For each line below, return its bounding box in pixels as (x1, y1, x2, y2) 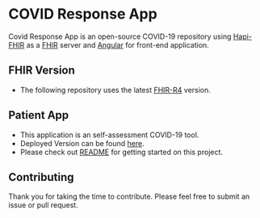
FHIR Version (8, 64, 75, 78)
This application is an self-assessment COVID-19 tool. (19, 130, 199, 140)
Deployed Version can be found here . (19, 138, 145, 148)
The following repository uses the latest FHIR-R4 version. (19, 85, 212, 94)
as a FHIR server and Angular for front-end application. (26, 40, 210, 49)
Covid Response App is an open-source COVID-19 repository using (8, 31, 232, 41)
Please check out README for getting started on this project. (19, 147, 224, 157)
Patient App (8, 108, 69, 122)
